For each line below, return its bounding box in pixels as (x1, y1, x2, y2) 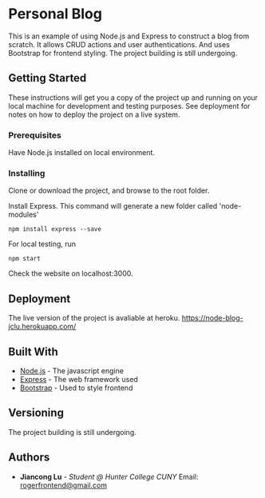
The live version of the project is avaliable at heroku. (8, 313, 180, 323)
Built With (8, 345, 58, 358)
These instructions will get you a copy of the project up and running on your (8, 93, 258, 102)
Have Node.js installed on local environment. (8, 148, 156, 157)
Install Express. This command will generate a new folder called (8, 201, 218, 211)
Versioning (8, 406, 64, 420)
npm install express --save (8, 225, 102, 233)
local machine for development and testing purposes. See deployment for (8, 101, 251, 110)
